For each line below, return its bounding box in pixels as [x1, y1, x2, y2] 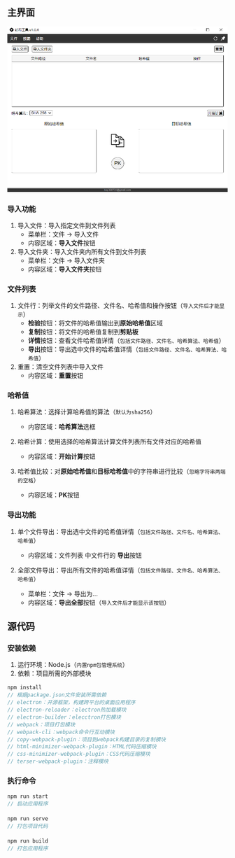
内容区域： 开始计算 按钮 [27, 452, 96, 460]
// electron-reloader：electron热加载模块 [7, 706, 127, 714]
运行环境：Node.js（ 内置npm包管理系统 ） [17, 661, 129, 669]
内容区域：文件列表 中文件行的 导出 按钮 [27, 551, 142, 559]
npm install [7, 684, 42, 691]
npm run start [7, 793, 49, 800]
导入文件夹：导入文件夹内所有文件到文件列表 [17, 247, 147, 255]
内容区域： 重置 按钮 [27, 372, 84, 380]
